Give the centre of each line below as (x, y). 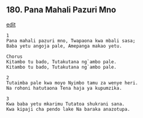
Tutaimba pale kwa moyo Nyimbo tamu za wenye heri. (72, 83)
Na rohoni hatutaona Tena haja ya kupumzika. (64, 88)
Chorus (14, 57)
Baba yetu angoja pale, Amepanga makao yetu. (64, 46)
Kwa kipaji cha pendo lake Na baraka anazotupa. (68, 109)
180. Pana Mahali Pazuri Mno (61, 10)
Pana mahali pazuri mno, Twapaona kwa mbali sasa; (71, 41)
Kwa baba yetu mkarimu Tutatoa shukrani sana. (65, 104)
